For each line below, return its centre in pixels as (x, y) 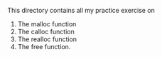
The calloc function (46, 32)
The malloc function (47, 24)
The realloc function (47, 39)
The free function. (44, 47)
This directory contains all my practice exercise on (81, 10)
